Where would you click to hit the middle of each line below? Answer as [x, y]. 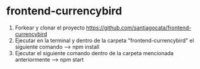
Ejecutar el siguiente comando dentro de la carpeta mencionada [94, 53]
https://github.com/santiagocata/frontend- [139, 28]
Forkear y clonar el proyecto [50, 28]
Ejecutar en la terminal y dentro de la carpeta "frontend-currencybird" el [104, 40]
